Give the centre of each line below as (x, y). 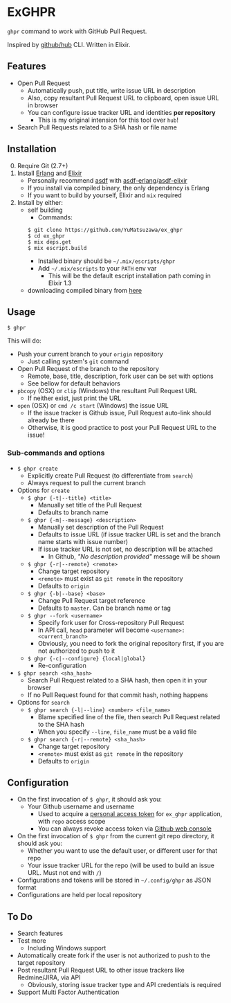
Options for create (44, 490)
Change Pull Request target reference (92, 600)
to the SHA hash (61, 724)
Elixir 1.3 (60, 283)
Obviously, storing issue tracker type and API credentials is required (124, 985)
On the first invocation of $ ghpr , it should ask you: (90, 799)
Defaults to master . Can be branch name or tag (104, 608)
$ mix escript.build (57, 248)
